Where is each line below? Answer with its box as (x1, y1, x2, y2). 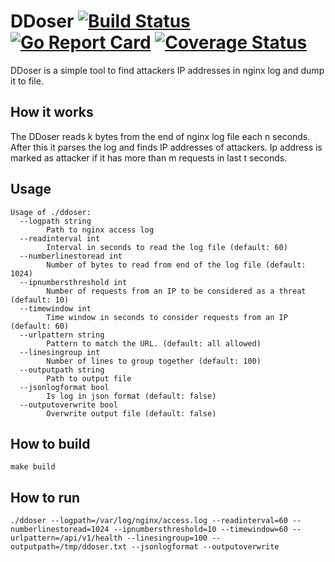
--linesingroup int (19, 347, 101, 357)
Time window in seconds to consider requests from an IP (46, 312, 288, 322)
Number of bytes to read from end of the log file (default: (46, 260, 307, 270)
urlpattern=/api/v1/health (10, 533, 123, 544)
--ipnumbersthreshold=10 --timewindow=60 (113, 525, 288, 535)
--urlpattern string (19, 330, 105, 340)
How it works (10, 104, 94, 121)
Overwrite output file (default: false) (46, 408, 217, 419)
